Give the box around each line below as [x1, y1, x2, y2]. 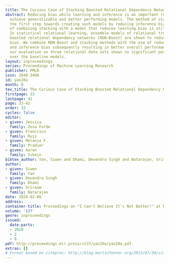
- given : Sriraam [5, 185, 42, 190]
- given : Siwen [5, 166, 37, 171]
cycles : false [5, 110, 35, 116]
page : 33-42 [5, 101, 30, 106]
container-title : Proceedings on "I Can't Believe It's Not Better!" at [5, 204, 161, 209]
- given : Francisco [5, 129, 46, 134]
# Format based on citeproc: [5, 250, 66, 255]
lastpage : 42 [5, 96, 33, 101]
